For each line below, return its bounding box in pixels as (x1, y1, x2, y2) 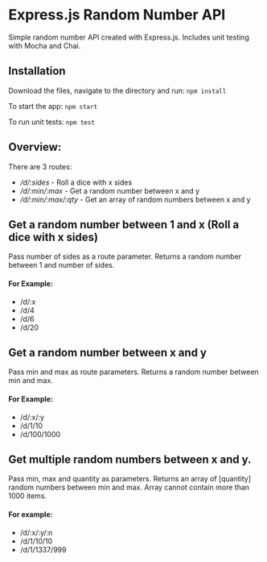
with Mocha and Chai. (8, 40, 81, 50)
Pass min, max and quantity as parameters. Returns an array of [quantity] (8, 474, 252, 484)
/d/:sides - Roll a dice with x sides (19, 177, 133, 187)
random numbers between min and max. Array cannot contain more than (8, 482, 250, 493)
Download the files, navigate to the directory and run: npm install (8, 85, 227, 95)
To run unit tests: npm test (8, 117, 95, 127)
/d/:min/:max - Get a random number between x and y (19, 185, 199, 195)
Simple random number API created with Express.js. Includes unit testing (8, 32, 249, 42)
